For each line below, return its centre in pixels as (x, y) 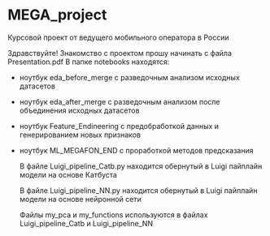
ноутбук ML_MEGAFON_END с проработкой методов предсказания (136, 150)
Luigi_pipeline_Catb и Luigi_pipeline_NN (86, 223)
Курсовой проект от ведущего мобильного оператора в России (118, 37)
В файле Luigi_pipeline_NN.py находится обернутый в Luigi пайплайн (138, 190)
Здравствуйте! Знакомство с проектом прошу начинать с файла (120, 53)
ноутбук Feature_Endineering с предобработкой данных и (119, 126)
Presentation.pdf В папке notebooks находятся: (89, 62)
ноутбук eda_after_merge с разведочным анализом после (120, 101)
